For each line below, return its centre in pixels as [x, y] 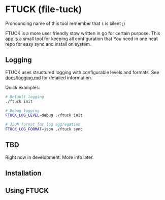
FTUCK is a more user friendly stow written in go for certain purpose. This [83, 33]
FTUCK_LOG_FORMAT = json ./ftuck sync [44, 129]
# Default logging [25, 97]
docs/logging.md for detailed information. [49, 78]
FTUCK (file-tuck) [44, 9]
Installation [23, 173]
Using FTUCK [27, 191]
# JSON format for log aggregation [43, 125]
